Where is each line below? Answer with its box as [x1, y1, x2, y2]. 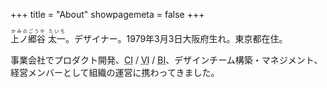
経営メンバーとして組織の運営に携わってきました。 [10, 67, 220, 78]
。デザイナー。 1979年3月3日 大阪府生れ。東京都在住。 [64, 33, 288, 44]
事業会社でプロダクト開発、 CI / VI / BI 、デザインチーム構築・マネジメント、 [10, 54, 323, 66]
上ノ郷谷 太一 [10, 33, 66, 44]
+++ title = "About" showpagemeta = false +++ [10, 9, 205, 20]
